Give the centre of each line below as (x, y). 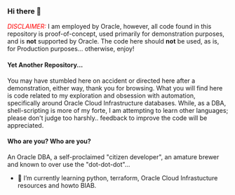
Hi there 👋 (25, 11)
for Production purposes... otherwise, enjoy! (71, 49)
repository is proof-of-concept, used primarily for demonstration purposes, (116, 34)
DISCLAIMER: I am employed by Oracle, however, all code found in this (109, 27)
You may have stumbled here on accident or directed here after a (101, 81)
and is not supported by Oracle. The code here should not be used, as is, (113, 41)
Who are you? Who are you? (49, 141)
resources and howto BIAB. (57, 185)
